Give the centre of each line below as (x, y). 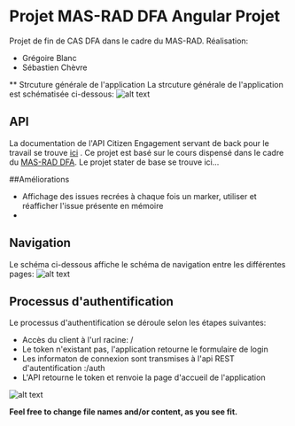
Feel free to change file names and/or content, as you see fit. (123, 412)
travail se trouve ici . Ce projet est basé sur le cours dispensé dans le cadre (147, 152)
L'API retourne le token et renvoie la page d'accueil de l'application (144, 377)
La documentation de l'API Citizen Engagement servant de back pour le (140, 143)
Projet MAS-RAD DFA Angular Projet (145, 16)
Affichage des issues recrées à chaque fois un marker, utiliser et (139, 196)
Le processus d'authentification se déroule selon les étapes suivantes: (138, 323)
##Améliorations (39, 179)
